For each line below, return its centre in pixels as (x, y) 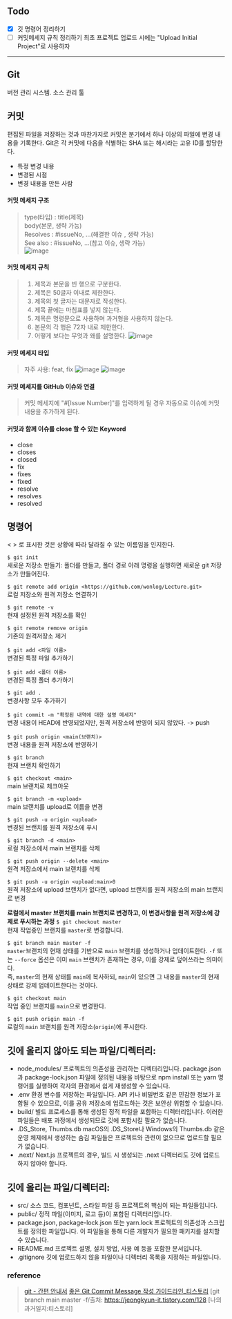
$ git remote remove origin (48, 628)
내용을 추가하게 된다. (52, 412)
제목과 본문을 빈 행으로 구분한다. (78, 284)
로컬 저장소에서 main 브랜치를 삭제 (54, 848)
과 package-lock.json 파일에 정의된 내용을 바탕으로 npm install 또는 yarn (117, 1077)
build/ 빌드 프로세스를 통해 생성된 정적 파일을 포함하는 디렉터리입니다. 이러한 (120, 1112)
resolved (30, 503)
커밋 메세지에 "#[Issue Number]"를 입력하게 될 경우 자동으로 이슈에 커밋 (122, 403)
